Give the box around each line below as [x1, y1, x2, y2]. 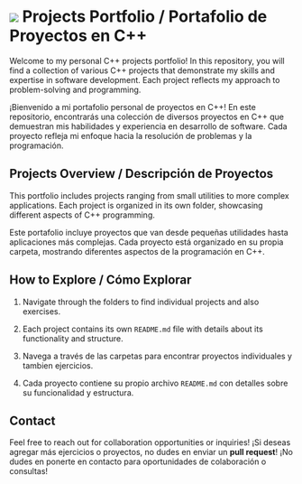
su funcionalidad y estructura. [22, 386, 134, 398]
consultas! [9, 466, 48, 477]
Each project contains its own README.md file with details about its [22, 323, 263, 334]
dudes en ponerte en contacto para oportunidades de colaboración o [9, 456, 267, 467]
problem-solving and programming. [9, 84, 142, 95]
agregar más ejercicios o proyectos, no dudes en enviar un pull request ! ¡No [9, 447, 293, 458]
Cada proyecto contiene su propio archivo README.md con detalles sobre [22, 377, 288, 388]
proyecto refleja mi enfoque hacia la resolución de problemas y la [9, 130, 252, 141]
